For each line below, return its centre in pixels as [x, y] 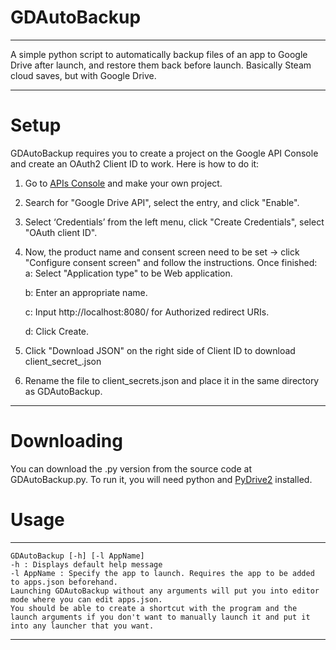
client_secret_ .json [63, 361]
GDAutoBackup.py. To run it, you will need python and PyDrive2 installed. [161, 479]
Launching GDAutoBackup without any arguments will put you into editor [165, 591]
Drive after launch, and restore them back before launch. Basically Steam [161, 65]
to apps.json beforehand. [64, 582]
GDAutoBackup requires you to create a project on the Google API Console [164, 153]
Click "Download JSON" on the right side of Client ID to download [160, 350]
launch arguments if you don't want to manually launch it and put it [160, 617]
